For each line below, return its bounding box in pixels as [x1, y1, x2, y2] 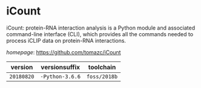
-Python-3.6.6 [40, 73, 81, 80]
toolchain [88, 63, 116, 71]
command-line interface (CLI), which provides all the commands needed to [6, 30, 194, 37]
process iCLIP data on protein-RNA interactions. [6, 37, 126, 44]
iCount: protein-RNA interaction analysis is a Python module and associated [6, 24, 196, 31]
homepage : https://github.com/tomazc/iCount [6, 48, 121, 55]
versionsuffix [41, 63, 81, 71]
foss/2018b [86, 73, 118, 80]
